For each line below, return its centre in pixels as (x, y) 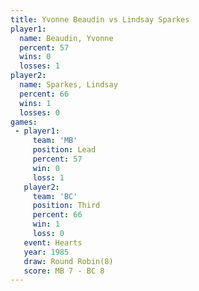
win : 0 (46, 168)
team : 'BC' (55, 196)
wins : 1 (35, 103)
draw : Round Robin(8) (68, 261)
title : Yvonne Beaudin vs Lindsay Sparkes (100, 19)
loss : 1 (48, 177)
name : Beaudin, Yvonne (66, 38)
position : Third (66, 206)
